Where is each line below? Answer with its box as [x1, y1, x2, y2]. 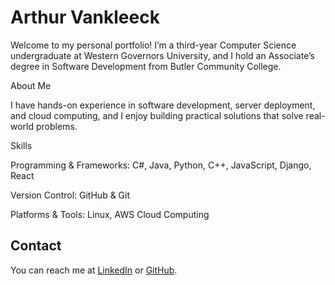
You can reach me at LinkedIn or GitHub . [10, 264, 178, 276]
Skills [10, 139, 33, 151]
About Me [10, 79, 52, 91]
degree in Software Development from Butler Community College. [10, 60, 282, 72]
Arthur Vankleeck [10, 6, 160, 29]
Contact [10, 237, 62, 255]
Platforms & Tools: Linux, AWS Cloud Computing [10, 208, 210, 220]
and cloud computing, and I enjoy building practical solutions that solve [10, 109, 304, 121]
